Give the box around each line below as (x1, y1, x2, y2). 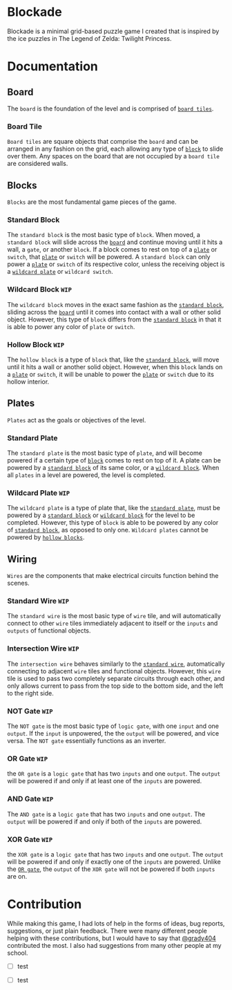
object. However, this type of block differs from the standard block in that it (7, 315, 222, 324)
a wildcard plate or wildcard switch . (7, 268, 114, 276)
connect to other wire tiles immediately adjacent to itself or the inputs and (7, 619, 218, 628)
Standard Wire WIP (7, 596, 70, 606)
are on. (7, 872, 28, 880)
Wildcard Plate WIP (7, 488, 70, 498)
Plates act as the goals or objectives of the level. (7, 415, 146, 424)
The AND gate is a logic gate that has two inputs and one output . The (7, 810, 206, 818)
